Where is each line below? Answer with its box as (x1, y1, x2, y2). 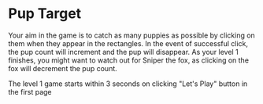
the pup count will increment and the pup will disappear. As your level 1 (8, 47, 239, 56)
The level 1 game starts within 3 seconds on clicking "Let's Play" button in (8, 79, 248, 88)
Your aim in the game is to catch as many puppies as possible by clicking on (8, 30, 256, 40)
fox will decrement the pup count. (8, 63, 118, 73)
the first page (8, 87, 53, 96)
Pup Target (8, 5, 82, 23)
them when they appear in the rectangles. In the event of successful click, (8, 38, 249, 48)
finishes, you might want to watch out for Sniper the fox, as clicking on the (8, 56, 250, 65)
